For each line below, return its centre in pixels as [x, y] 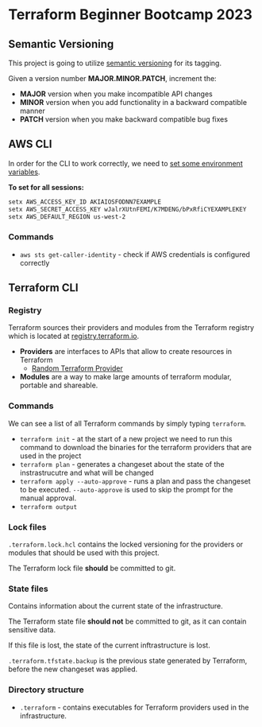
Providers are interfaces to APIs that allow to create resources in [126, 352]
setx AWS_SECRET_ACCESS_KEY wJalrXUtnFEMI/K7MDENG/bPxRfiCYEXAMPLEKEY [127, 209]
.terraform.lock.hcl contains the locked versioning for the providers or [126, 544]
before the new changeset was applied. [73, 669]
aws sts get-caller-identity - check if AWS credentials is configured [135, 254]
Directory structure [46, 690]
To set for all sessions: [46, 187]
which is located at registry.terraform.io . [74, 336]
